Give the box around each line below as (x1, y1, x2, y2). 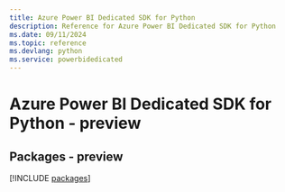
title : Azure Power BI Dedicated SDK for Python (9, 13, 196, 23)
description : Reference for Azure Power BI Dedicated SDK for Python (9, 22, 277, 31)
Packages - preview (9, 149, 124, 164)
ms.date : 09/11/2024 (9, 30, 87, 39)
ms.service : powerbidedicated (9, 55, 124, 64)
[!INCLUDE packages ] (9, 173, 91, 183)
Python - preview (9, 114, 142, 133)
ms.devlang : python (9, 47, 83, 56)
